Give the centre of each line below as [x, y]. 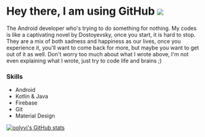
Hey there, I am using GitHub [80, 11]
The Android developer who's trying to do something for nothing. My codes [102, 28]
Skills [15, 76]
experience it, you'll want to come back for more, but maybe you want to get [103, 48]
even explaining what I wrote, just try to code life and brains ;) [84, 61]
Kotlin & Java [32, 97]
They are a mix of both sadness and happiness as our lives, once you [94, 41]
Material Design [35, 116]
